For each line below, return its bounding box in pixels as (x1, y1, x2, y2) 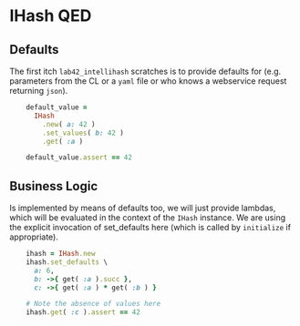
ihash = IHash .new (26, 250, 96, 259)
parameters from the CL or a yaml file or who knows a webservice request (9, 76, 287, 87)
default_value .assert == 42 (26, 153, 132, 162)
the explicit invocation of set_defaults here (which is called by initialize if (9, 222, 292, 233)
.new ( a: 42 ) (42, 119, 96, 128)
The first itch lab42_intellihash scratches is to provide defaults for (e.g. (9, 66, 282, 76)
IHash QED (9, 5, 92, 26)
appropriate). (9, 231, 59, 242)
